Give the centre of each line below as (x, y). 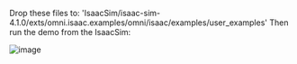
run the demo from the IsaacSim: (70, 32)
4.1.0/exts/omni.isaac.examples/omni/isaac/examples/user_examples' (139, 23)
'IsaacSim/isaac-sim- (121, 13)
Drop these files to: (45, 13)
